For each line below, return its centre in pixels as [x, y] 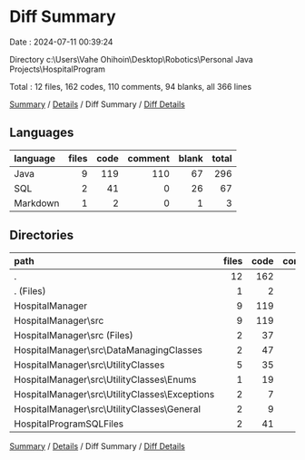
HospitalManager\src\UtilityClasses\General [108, 408]
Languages [42, 133]
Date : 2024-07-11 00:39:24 [61, 42]
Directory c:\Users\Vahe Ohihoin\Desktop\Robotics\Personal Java [132, 59]
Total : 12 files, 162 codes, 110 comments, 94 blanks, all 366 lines [131, 86]
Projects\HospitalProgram [58, 69]
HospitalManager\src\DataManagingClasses [108, 349]
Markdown [37, 203]
